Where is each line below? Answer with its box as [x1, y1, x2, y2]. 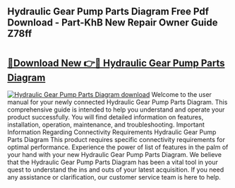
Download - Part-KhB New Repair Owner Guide [7, 17, 218, 29]
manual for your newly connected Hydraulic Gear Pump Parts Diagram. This [7, 98, 228, 106]
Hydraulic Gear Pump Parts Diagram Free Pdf [7, 6, 210, 18]
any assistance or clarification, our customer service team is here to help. [7, 173, 221, 181]
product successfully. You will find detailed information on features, [7, 113, 204, 121]
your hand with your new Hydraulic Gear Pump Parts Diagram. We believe [7, 151, 222, 158]
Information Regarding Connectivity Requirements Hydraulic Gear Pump [7, 128, 217, 136]
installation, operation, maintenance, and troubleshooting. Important [7, 120, 205, 129]
